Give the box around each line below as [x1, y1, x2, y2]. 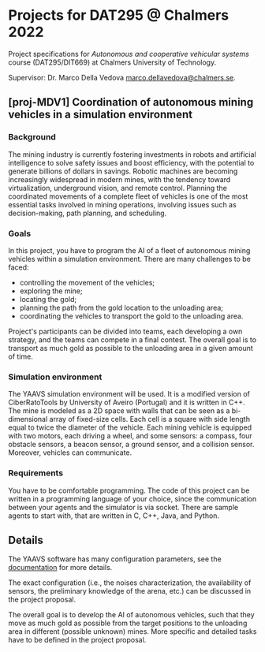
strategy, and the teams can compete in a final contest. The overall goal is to [8, 334, 257, 345]
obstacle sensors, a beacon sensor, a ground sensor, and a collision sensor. [8, 440, 255, 449]
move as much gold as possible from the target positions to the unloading [8, 618, 248, 628]
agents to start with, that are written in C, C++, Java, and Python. [8, 511, 219, 520]
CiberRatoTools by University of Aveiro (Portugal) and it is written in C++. [8, 397, 246, 408]
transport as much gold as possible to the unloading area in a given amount [8, 343, 254, 352]
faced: [8, 263, 29, 272]
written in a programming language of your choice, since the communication [8, 494, 257, 503]
